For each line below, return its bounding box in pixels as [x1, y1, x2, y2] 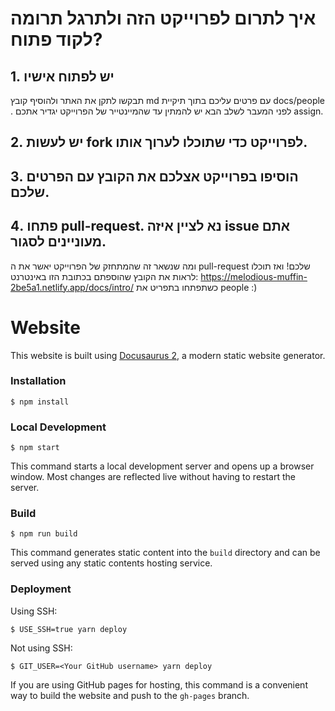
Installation [10, 374, 67, 388]
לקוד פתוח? [10, 28, 103, 51]
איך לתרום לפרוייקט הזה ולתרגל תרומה [10, 7, 317, 30]
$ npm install [10, 397, 70, 407]
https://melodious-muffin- [200, 270, 308, 282]
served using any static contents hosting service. [10, 557, 213, 569]
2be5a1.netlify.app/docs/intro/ [10, 281, 135, 293]
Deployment [10, 582, 72, 596]
